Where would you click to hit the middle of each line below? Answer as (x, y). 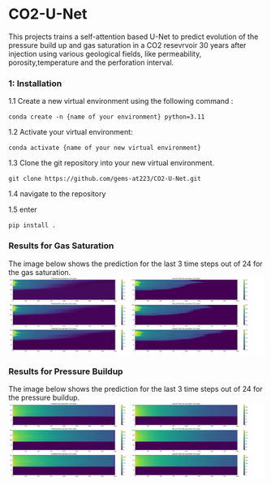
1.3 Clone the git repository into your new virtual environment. (112, 163)
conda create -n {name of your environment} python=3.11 (107, 117)
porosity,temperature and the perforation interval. (91, 62)
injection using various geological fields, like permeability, (105, 54)
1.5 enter (23, 210)
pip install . (32, 225)
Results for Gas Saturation (61, 246)
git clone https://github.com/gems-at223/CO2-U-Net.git (105, 179)
